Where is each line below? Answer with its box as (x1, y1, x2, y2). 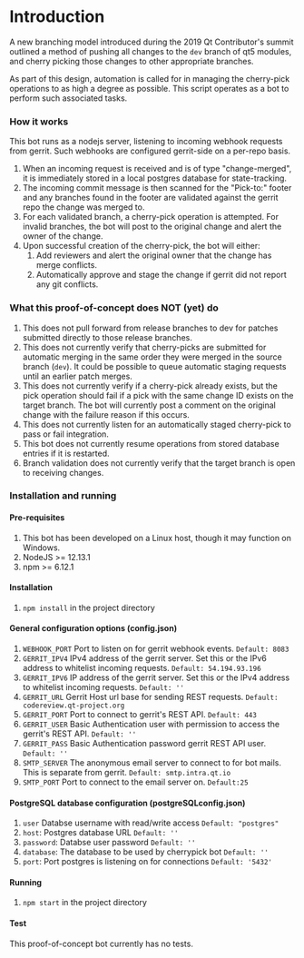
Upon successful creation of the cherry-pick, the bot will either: (22, 241, 260, 252)
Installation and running (9, 489, 117, 502)
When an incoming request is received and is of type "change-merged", (22, 163, 292, 174)
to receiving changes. (22, 467, 104, 478)
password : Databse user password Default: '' (22, 837, 196, 848)
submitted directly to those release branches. (22, 331, 192, 342)
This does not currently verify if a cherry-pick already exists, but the (22, 380, 279, 391)
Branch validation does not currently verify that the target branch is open (22, 457, 296, 469)
